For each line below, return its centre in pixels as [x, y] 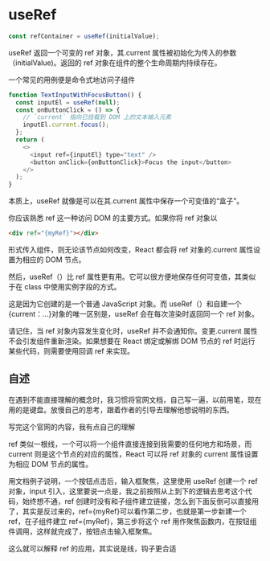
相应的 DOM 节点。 [54, 260]
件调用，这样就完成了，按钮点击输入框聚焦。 [82, 531]
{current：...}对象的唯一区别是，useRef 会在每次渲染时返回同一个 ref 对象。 [134, 314]
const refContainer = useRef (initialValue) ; [84, 36]
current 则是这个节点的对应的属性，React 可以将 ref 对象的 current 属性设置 [133, 454]
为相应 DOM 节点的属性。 [51, 464]
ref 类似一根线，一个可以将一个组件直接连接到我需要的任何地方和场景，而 [130, 444]
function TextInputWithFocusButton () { [75, 95]
